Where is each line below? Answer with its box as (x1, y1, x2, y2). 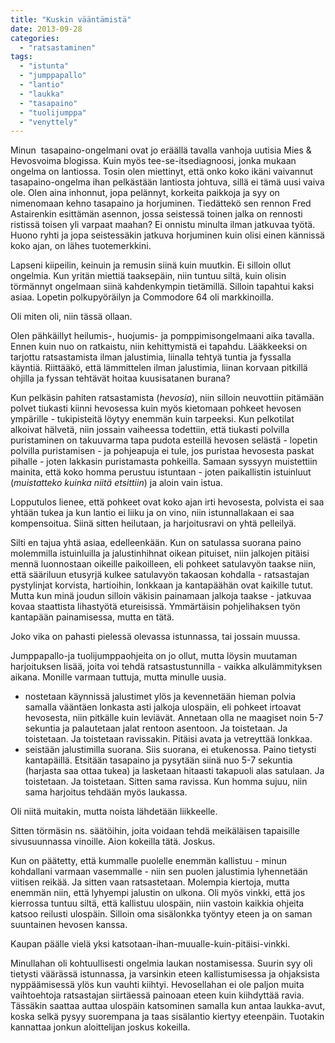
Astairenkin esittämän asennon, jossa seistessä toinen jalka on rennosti (10, 208, 303, 220)
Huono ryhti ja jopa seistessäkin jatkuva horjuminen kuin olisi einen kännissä (10, 229, 325, 241)
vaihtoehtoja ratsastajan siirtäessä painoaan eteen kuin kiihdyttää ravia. (10, 989, 305, 1001)
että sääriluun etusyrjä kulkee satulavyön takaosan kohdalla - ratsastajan (10, 569, 310, 581)
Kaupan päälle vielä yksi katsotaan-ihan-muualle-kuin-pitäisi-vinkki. (10, 938, 291, 950)
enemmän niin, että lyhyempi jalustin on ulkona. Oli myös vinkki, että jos (10, 887, 306, 899)
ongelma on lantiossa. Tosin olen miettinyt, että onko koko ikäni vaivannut (10, 166, 314, 178)
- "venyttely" (19, 117, 78, 127)
